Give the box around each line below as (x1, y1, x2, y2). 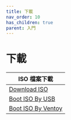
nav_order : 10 (6, 14, 41, 20)
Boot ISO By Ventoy (9, 104, 63, 112)
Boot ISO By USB (9, 95, 55, 103)
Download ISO (9, 85, 48, 94)
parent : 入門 (6, 25, 36, 31)
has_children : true (6, 19, 54, 25)
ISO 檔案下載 (18, 75, 54, 83)
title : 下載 (6, 8, 33, 15)
